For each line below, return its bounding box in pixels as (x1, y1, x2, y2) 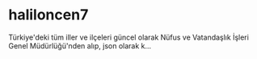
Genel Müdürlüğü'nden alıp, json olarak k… (8, 40, 152, 50)
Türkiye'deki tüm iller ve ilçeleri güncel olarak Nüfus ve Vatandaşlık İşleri (8, 32, 249, 42)
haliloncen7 (8, 6, 89, 24)
